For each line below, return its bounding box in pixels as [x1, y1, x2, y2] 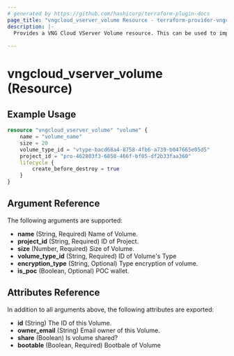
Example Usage [7, 108, 77, 120]
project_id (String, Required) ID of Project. [17, 237, 139, 245]
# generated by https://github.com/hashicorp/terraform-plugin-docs [7, 10, 210, 17]
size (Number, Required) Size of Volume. [17, 244, 134, 252]
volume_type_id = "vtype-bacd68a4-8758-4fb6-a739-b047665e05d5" [19, 146, 210, 153]
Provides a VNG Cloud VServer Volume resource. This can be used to [13, 29, 217, 37]
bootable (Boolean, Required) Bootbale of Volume [17, 341, 162, 349]
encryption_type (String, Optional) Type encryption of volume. [17, 259, 198, 268]
